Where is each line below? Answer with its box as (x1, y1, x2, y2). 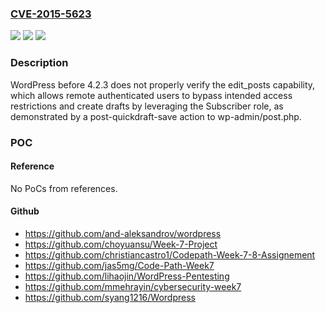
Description (10, 56, 69, 70)
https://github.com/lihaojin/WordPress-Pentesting (24, 270, 230, 282)
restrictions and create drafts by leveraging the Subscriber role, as (10, 100, 284, 112)
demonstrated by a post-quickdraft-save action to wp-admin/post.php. (10, 110, 302, 122)
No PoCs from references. (10, 182, 118, 194)
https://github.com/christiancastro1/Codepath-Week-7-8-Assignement (24, 248, 316, 261)
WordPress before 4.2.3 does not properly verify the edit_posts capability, (10, 78, 316, 91)
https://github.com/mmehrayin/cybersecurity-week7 (24, 280, 242, 292)
